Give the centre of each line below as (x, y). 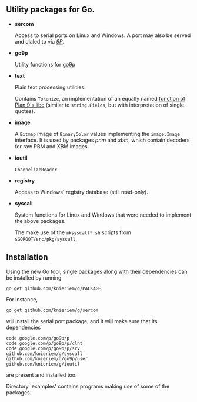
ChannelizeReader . (36, 169)
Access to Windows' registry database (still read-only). (81, 192)
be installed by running (34, 278)
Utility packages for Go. (51, 10)
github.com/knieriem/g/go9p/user (47, 358)
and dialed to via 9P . (39, 41)
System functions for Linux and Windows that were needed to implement (103, 215)
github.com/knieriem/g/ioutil (43, 364)
